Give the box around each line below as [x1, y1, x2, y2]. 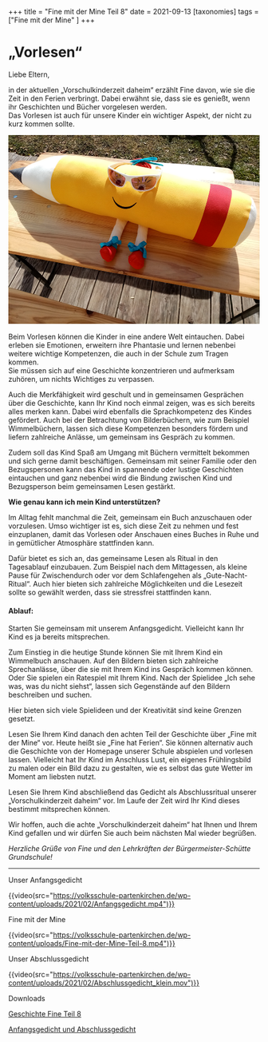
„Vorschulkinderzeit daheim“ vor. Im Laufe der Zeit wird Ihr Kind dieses [8, 796, 241, 805]
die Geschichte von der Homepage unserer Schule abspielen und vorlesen [8, 746, 254, 756]
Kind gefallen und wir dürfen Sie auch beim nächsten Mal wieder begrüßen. [8, 829, 257, 838]
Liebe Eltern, [8, 70, 50, 79]
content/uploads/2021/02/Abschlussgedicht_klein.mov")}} [8, 978, 200, 988]
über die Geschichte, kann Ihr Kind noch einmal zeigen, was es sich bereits [8, 398, 255, 408]
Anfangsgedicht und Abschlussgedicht [8, 1024, 136, 1034]
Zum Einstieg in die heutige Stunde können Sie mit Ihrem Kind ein [8, 647, 223, 658]
